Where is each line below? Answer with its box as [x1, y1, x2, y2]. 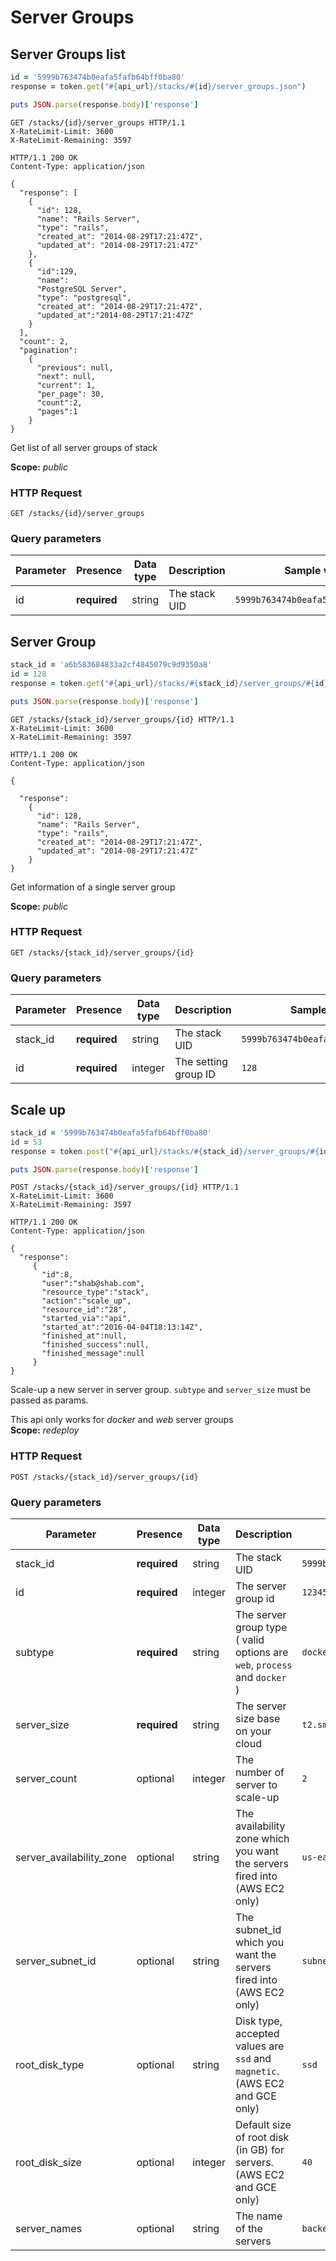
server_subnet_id [15, 1954, 97, 1968]
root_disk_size [15, 2156, 82, 2170]
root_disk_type [15, 2058, 85, 2072]
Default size [235, 2118, 292, 2132]
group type [235, 1621, 288, 1635]
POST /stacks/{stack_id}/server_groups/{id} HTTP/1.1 [10, 1182, 240, 1193]
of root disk [235, 2131, 290, 2145]
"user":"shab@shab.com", [41, 1279, 145, 1289]
